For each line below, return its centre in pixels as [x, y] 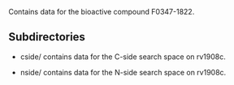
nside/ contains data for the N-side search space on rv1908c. [123, 72]
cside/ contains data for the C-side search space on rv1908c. [123, 57]
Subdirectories [47, 37]
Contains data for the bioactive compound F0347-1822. [102, 12]
